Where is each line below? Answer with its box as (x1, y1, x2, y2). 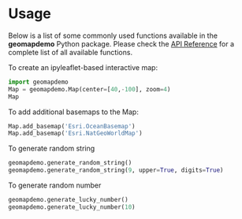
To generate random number (8, 180, 102, 190)
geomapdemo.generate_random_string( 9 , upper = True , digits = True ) (8, 166, 224, 174)
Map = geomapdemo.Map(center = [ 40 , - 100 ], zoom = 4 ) (8, 85, 171, 93)
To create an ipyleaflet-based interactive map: (8, 62, 158, 72)
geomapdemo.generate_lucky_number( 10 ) (8, 202, 136, 211)
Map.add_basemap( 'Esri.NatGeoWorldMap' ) (8, 129, 143, 138)
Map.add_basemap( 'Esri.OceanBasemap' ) (8, 122, 136, 130)
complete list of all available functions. (8, 47, 132, 57)
